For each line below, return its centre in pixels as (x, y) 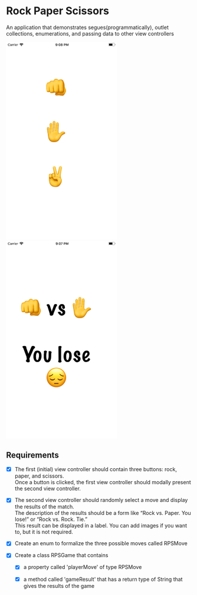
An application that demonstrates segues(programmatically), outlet (88, 27)
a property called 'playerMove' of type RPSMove (83, 567)
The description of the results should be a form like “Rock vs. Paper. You (103, 513)
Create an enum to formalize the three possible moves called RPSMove (101, 543)
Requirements (32, 455)
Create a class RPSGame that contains (61, 555)
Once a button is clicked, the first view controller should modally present (103, 482)
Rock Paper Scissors (58, 11)
